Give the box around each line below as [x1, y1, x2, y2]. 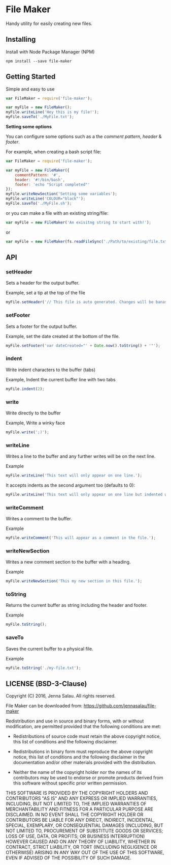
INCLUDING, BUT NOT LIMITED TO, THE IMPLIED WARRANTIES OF [6, 801, 147, 807]
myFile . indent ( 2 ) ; [6, 386, 45, 392]
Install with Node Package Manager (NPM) [6, 48, 95, 54]
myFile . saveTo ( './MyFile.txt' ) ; [6, 115, 74, 120]
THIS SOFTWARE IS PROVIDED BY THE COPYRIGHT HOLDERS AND [6, 790, 149, 796]
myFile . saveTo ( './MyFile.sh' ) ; [6, 201, 72, 206]
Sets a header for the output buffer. [6, 280, 80, 286]
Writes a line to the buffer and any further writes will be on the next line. [6, 453, 156, 459]
